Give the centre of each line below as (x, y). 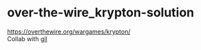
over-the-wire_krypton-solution (101, 13)
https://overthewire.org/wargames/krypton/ (69, 32)
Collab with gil (27, 38)
